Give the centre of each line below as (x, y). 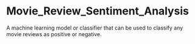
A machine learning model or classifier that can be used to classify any (95, 28)
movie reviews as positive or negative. (54, 34)
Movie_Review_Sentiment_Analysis (97, 11)
